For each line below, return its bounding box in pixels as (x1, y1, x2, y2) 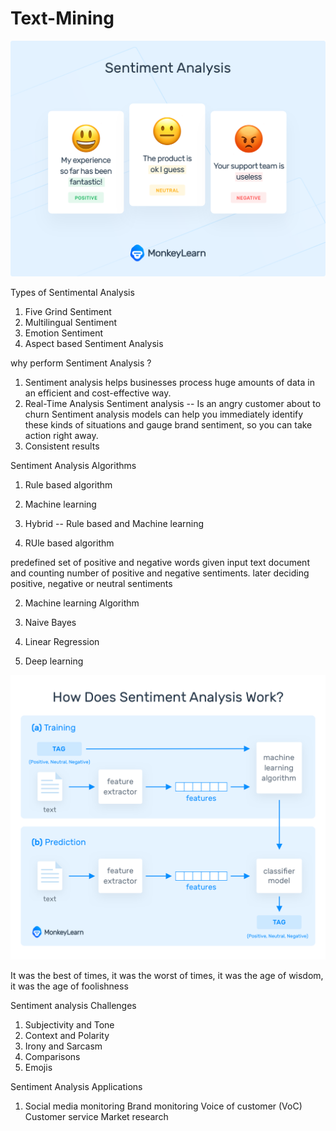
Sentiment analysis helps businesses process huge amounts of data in (24, 377, 315, 389)
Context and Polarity (24, 1030, 110, 1042)
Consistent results (24, 440, 100, 452)
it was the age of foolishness (10, 980, 129, 992)
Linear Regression (24, 636, 100, 648)
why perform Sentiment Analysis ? (10, 357, 152, 369)
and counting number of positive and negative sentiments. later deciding (10, 567, 310, 579)
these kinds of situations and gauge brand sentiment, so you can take (24, 419, 313, 431)
